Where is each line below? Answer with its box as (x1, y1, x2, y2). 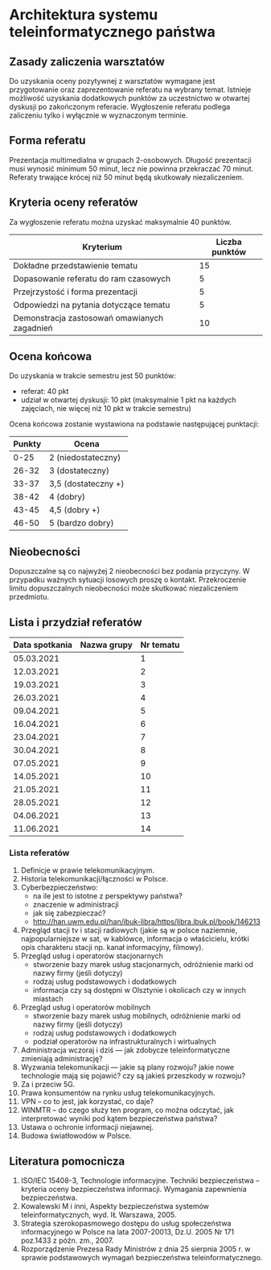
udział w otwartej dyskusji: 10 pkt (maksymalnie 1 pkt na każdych (20, 395, 236, 405)
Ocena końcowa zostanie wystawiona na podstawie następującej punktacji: (9, 419, 260, 429)
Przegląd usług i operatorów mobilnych (20, 1002, 151, 1012)
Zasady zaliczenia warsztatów (9, 55, 165, 68)
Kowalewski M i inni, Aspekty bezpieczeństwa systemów (20, 1202, 210, 1211)
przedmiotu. (9, 592, 50, 602)
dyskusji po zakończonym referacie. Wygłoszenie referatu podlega (9, 102, 231, 111)
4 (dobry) (48, 492, 86, 503)
